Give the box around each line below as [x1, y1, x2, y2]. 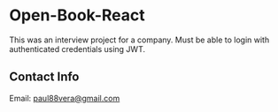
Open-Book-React [9, 5, 146, 26]
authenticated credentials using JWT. [9, 43, 146, 54]
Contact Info [9, 70, 80, 85]
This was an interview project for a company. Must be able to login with [9, 34, 270, 45]
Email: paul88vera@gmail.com [9, 93, 120, 103]
